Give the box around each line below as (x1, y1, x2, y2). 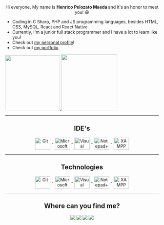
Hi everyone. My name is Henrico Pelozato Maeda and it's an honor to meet (5, 4, 159, 10)
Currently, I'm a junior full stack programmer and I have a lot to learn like (12, 29, 158, 35)
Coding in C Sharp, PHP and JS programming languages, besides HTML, (12, 19, 159, 24)
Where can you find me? (44, 202, 120, 210)
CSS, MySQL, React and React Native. (12, 24, 89, 30)
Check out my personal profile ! (12, 40, 75, 45)
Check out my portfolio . (12, 45, 60, 50)
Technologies (61, 163, 103, 171)
